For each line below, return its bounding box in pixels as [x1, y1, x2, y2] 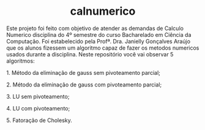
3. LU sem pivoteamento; [6, 93, 70, 100]
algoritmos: [6, 57, 35, 64]
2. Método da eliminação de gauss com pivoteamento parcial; [6, 81, 162, 88]
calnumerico [70, 4, 136, 18]
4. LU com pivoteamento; [6, 104, 70, 112]
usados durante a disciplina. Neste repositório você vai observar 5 [6, 50, 174, 58]
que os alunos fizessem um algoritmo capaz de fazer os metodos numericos [6, 44, 199, 52]
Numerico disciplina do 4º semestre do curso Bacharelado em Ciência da [6, 31, 192, 38]
